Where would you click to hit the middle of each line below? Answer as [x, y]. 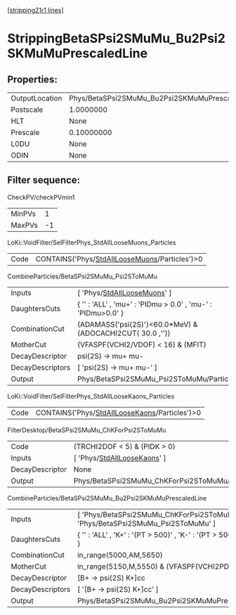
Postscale [27, 110]
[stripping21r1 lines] [36, 10]
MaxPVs [25, 225]
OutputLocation [37, 98]
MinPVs [24, 214]
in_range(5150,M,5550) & [121, 567]
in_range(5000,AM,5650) [120, 555]
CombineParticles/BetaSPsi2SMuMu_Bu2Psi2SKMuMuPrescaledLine [107, 498]
